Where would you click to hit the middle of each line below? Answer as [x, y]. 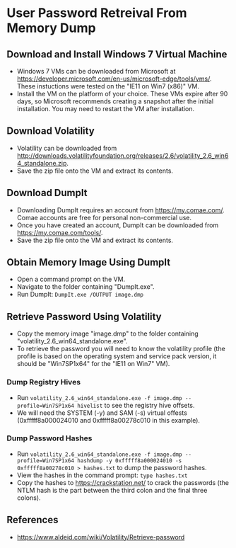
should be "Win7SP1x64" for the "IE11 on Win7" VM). [93, 364]
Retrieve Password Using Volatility [84, 316]
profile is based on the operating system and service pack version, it [117, 356]
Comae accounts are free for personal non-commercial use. [104, 217]
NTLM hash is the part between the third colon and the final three [112, 490]
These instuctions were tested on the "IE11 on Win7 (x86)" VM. [108, 86]
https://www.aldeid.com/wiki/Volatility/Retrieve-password [101, 537]
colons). [29, 498]
